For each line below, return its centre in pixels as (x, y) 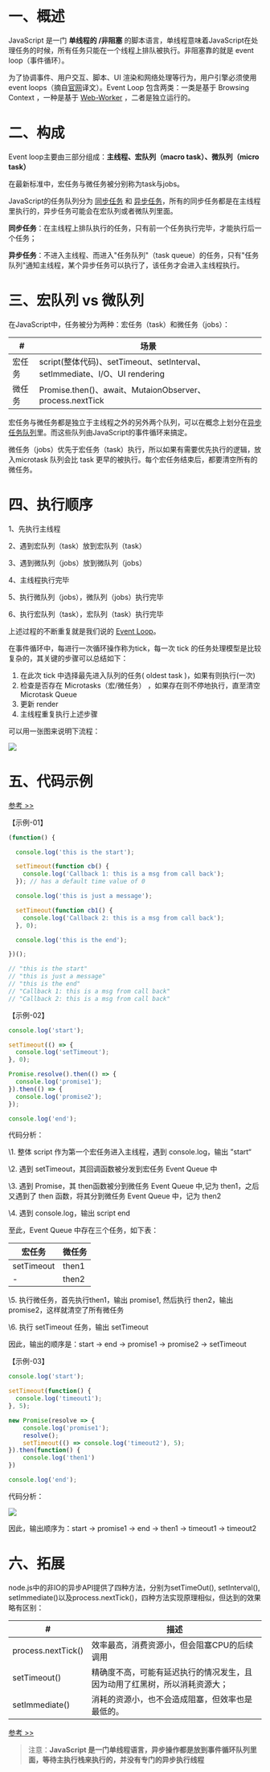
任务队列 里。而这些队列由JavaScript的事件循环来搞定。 (100, 432)
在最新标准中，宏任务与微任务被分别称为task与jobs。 (96, 184)
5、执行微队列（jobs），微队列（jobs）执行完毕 (86, 597)
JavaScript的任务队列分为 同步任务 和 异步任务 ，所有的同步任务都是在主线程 (135, 201)
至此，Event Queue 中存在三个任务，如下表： (84, 1231)
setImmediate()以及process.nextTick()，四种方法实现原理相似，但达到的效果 (135, 1597)
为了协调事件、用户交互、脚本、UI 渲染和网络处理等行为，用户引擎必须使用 (133, 77)
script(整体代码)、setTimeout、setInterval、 (122, 361)
